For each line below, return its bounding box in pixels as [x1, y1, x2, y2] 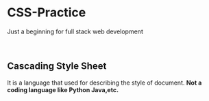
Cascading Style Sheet [7, 60, 107, 72]
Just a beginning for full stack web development [7, 27, 144, 35]
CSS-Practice [7, 5, 86, 20]
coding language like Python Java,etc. [7, 85, 119, 93]
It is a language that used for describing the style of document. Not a [7, 78, 202, 87]
